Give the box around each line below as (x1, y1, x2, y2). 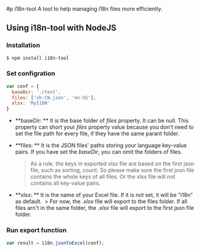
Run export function (6, 226, 67, 234)
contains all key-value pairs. (30, 179, 101, 187)
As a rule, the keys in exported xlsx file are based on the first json (30, 160, 195, 167)
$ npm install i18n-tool (6, 55, 69, 61)
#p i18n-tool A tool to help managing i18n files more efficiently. (6, 5, 163, 12)
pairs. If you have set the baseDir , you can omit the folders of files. (15, 148, 182, 156)
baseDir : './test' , (12, 88, 61, 95)
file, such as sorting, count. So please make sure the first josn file (30, 167, 195, 174)
